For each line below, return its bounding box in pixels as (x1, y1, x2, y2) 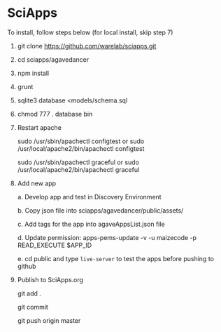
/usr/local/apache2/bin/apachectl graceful (17, 165, 140, 173)
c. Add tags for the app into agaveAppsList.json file (17, 220, 166, 228)
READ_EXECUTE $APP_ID (17, 241, 92, 249)
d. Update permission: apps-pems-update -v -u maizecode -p (17, 233, 197, 241)
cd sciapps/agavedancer (17, 55, 90, 64)
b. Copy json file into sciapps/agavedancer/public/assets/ (17, 206, 184, 215)
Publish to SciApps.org (17, 275, 84, 284)
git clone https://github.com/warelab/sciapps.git (17, 41, 157, 50)
